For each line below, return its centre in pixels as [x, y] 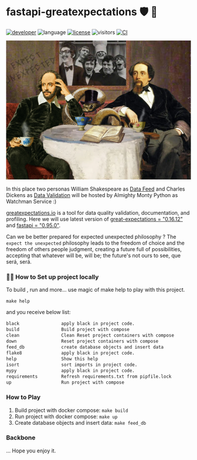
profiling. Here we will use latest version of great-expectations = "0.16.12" [94, 219]
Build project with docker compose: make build [71, 410]
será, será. [19, 261]
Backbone [21, 438]
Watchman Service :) [31, 201]
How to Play [23, 397]
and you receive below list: [38, 312]
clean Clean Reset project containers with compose [90, 336]
